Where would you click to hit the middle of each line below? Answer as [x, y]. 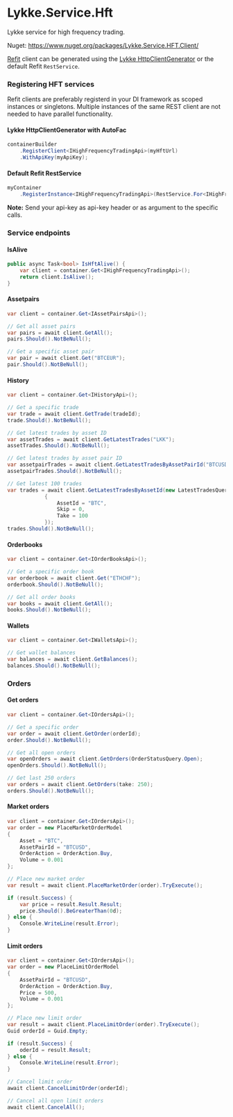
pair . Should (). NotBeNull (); [48, 365]
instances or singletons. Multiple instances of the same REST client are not [114, 107]
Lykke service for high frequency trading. [66, 32]
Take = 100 [72, 516]
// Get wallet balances [42, 653]
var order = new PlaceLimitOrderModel [63, 967]
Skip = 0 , [71, 510]
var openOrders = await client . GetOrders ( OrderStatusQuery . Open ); [105, 759]
